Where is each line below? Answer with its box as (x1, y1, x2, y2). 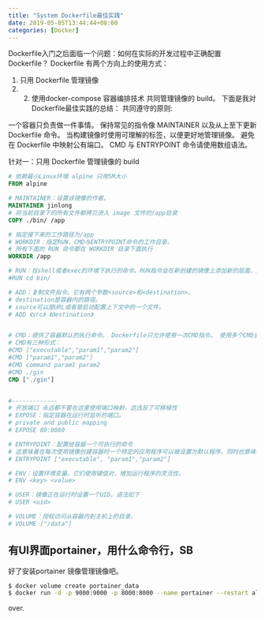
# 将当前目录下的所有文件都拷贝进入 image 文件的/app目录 (8, 208, 177, 217)
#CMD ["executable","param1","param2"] (8, 347, 140, 355)
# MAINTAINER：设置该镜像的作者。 (8, 194, 110, 202)
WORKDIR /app (8, 253, 51, 261)
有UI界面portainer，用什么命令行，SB (8, 544, 193, 557)
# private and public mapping (8, 419, 108, 427)
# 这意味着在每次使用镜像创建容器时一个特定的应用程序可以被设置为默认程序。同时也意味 (8, 448, 256, 456)
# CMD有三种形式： (8, 339, 62, 347)
